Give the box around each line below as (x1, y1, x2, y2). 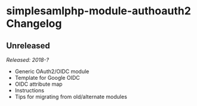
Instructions (14, 87, 45, 93)
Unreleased (6, 40, 51, 51)
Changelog (6, 17, 62, 30)
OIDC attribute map (14, 80, 63, 88)
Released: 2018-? (6, 57, 50, 63)
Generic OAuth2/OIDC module (14, 68, 90, 75)
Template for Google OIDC (14, 74, 81, 81)
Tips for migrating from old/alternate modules (14, 93, 127, 100)
